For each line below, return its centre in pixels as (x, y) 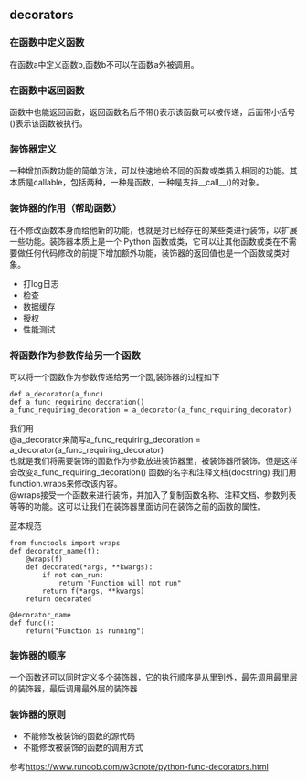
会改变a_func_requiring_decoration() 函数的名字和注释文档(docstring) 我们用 (153, 472)
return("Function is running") (85, 631)
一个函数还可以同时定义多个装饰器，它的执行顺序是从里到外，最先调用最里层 (153, 677)
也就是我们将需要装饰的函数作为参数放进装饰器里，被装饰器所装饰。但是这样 (153, 460)
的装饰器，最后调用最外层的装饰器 (74, 689)
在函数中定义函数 (47, 43)
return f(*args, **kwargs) (94, 591)
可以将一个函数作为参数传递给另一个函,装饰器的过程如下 (115, 376)
